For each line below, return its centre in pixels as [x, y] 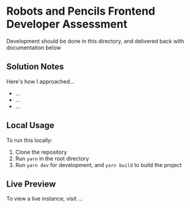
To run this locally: [30, 140]
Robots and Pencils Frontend [81, 11]
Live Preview [31, 184]
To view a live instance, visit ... [45, 199]
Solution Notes [35, 67]
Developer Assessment [67, 24]
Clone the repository [41, 152]
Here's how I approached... [41, 81]
